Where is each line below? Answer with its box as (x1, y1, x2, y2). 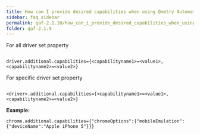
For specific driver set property (6, 74, 83, 81)
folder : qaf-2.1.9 (6, 25, 52, 32)
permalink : (6, 20, 33, 26)
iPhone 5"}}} (62, 124, 95, 130)
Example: (6, 107, 30, 114)
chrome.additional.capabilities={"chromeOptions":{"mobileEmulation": (6, 118, 185, 124)
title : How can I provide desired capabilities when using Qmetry (6, 8, 174, 15)
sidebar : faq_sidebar (6, 14, 60, 20)
